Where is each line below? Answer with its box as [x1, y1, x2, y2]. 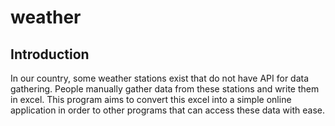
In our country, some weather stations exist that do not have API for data [10, 72, 310, 84]
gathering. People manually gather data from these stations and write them [10, 83, 320, 95]
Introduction [10, 46, 90, 63]
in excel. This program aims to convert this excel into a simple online [10, 94, 292, 105]
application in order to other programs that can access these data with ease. [10, 104, 326, 116]
